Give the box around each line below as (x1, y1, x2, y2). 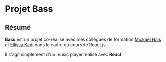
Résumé (5, 23, 31, 32)
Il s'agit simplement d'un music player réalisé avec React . (5, 51, 123, 57)
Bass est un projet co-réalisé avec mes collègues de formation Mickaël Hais (5, 36, 161, 42)
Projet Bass (5, 3, 53, 15)
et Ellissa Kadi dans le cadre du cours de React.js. (5, 42, 107, 48)
